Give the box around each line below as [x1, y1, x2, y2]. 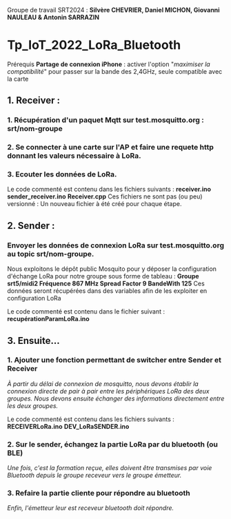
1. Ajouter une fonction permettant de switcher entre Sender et [7, 355, 222, 365]
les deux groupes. [7, 401, 59, 409]
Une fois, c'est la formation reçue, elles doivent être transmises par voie [7, 464, 212, 472]
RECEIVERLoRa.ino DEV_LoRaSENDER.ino [7, 422, 130, 430]
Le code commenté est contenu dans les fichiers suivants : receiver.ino [7, 185, 212, 194]
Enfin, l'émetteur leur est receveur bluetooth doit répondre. [7, 504, 174, 512]
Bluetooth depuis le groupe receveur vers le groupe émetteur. [7, 471, 182, 480]
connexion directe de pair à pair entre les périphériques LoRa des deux [7, 387, 210, 395]
